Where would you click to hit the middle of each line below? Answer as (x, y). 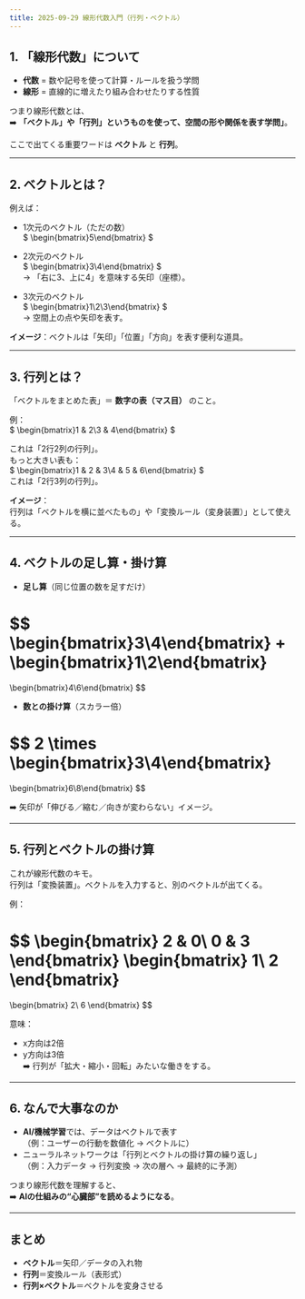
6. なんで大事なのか (64, 1108)
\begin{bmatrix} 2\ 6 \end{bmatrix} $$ (81, 1005)
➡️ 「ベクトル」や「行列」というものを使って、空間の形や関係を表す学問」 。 (151, 123)
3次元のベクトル (53, 297)
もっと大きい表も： (45, 461)
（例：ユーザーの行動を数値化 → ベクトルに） (108, 1143)
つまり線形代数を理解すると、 (65, 1185)
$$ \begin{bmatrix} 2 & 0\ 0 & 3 (130, 941)
